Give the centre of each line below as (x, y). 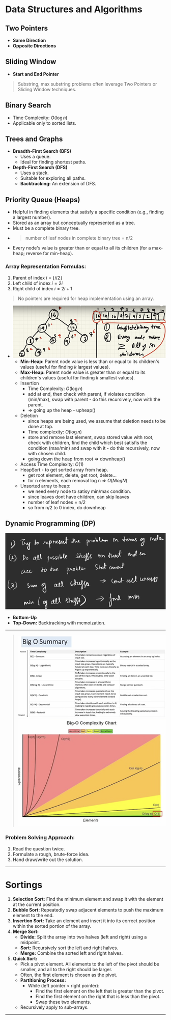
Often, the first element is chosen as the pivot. (69, 975)
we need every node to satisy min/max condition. (79, 491)
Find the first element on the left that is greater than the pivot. (100, 991)
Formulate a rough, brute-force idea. (51, 854)
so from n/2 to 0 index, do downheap (67, 507)
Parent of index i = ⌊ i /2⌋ (37, 278)
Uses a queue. (35, 157)
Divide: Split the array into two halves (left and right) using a (83, 937)
